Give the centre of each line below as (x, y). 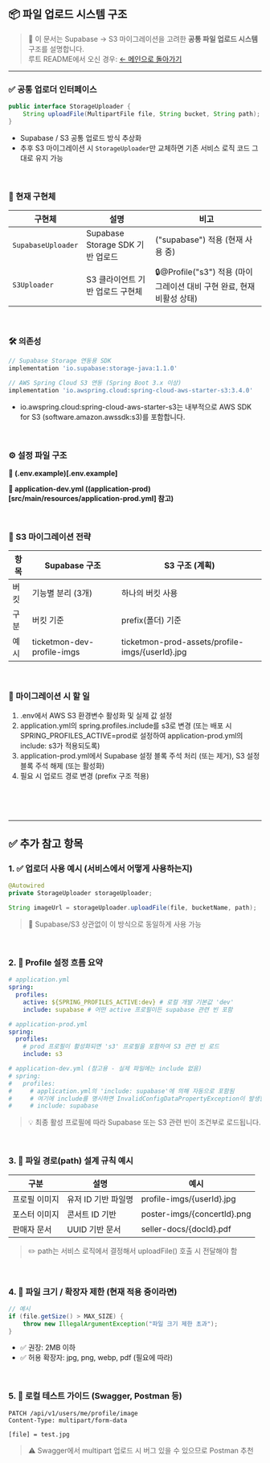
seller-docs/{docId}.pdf (186, 1229)
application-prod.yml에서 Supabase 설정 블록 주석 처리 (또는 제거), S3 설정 (140, 755)
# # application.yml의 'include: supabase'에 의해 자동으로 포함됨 (121, 1091)
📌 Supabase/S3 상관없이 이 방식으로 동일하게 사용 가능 (115, 924)
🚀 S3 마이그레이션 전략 (50, 537)
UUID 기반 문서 (94, 1229)
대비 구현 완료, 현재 (221, 286)
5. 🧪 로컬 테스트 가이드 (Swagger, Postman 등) (95, 1396)
